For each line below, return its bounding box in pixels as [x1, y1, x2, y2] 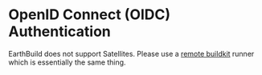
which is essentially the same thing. [8, 57, 126, 67]
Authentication [8, 22, 111, 41]
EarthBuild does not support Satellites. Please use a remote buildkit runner [8, 49, 255, 58]
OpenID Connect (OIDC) [8, 6, 171, 24]
